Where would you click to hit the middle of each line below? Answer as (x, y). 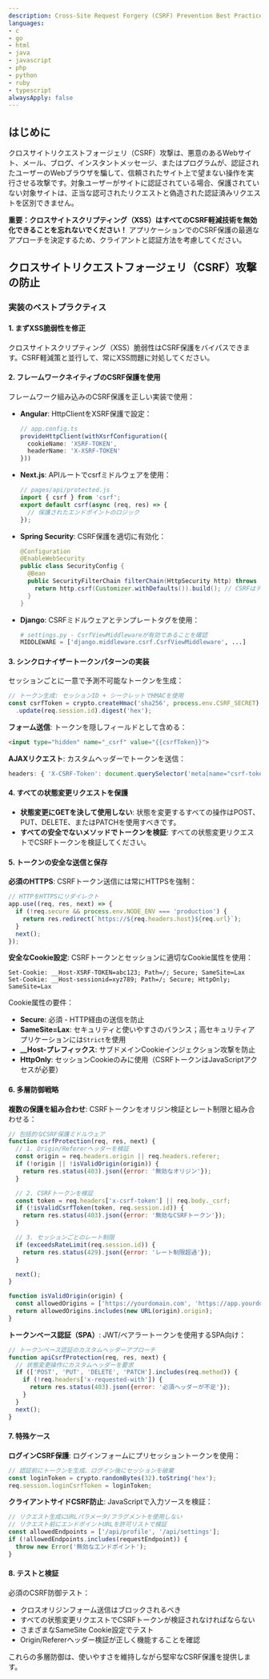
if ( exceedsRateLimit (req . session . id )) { (86, 1245)
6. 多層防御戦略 (34, 1089)
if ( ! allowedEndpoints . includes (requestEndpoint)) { (98, 1540)
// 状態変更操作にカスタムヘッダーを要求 (74, 1365)
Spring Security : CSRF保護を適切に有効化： (93, 536)
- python (23, 75)
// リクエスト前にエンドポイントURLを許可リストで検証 (88, 1524)
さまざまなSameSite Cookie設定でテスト (87, 1629)
